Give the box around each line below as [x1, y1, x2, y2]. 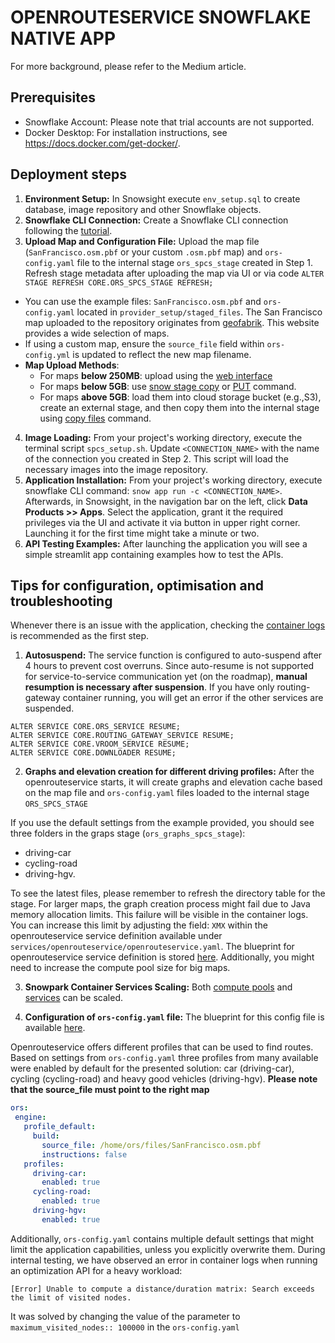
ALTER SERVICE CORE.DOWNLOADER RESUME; [10, 748, 177, 758]
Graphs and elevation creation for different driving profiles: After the [24, 766, 315, 778]
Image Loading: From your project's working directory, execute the [24, 431, 303, 443]
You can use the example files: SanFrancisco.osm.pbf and [24, 295, 262, 307]
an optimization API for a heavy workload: [10, 1264, 183, 1276]
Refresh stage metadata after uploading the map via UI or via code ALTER [24, 267, 325, 279]
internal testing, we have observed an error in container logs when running [10, 1254, 318, 1266]
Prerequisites [10, 89, 96, 106]
